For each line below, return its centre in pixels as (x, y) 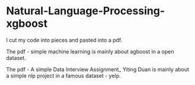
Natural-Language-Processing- (85, 11)
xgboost (27, 23)
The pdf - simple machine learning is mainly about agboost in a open (90, 51)
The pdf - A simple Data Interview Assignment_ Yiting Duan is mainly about (98, 69)
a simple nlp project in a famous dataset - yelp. (63, 75)
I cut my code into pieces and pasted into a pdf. (64, 40)
